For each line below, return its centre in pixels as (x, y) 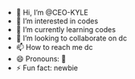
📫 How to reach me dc (54, 47)
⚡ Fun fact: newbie (47, 68)
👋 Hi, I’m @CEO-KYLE (52, 12)
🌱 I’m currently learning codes (66, 29)
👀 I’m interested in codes (57, 21)
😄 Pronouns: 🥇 (41, 59)
